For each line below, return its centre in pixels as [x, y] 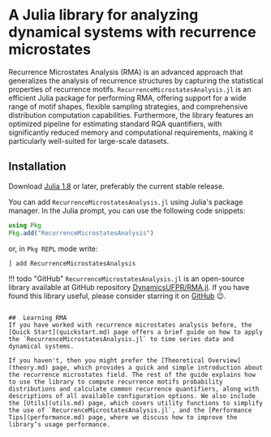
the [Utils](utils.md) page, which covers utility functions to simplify [136, 404]
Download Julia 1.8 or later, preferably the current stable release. [116, 186]
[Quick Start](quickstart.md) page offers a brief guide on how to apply [136, 332]
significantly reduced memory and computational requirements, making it [131, 132]
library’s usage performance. [60, 425]
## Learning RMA [38, 318]
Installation [37, 167]
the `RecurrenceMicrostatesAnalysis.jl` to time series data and [121, 340]
